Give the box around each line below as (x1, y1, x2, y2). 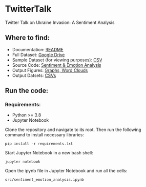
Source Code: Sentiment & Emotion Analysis (12, 62, 102, 68)
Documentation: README (12, 46, 63, 52)
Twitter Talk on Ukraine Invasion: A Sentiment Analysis (5, 19, 115, 25)
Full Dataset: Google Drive (12, 52, 65, 57)
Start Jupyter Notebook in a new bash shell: (5, 150, 94, 156)
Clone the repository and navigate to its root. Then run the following (5, 127, 142, 132)
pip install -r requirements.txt (5, 141, 73, 147)
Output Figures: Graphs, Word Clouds (12, 67, 88, 73)
